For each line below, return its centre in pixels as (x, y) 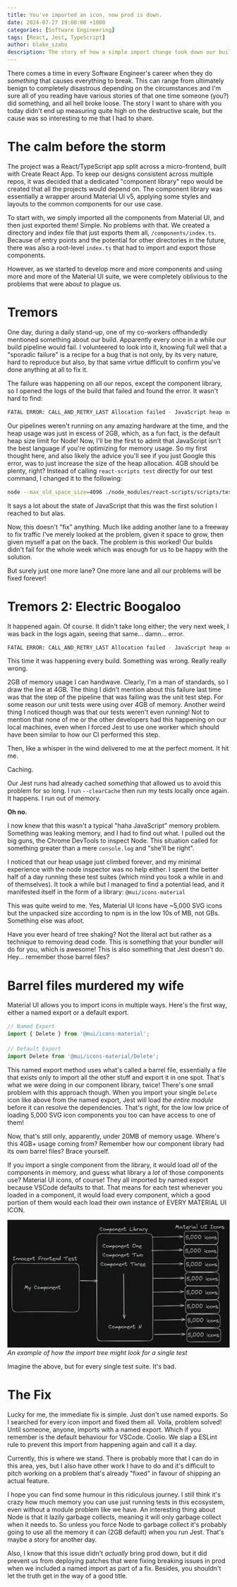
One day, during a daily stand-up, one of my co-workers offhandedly (108, 332)
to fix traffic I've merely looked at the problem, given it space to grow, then (116, 534)
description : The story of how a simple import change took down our (112, 52)
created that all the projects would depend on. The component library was (115, 189)
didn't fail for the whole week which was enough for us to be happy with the (117, 549)
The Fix (29, 1394)
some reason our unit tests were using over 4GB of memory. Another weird (116, 705)
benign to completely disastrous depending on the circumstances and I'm (114, 88)
